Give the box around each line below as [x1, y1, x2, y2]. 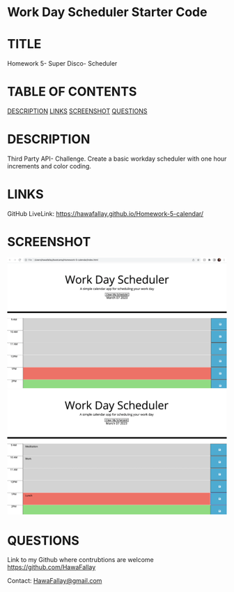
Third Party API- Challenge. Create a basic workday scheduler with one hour [7, 154, 227, 163]
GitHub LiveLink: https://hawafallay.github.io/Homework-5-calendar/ [7, 209, 204, 217]
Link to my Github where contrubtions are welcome [7, 556, 155, 564]
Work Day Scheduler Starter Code [7, 4, 208, 20]
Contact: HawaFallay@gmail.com [7, 577, 102, 585]
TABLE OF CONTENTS [7, 84, 137, 100]
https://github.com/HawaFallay [7, 563, 96, 572]
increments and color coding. [7, 162, 92, 170]
